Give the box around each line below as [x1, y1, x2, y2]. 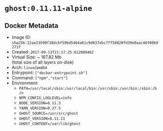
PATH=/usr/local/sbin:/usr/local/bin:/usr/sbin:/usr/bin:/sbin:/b [19, 86, 157, 91]
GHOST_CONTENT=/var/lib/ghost [19, 121, 81, 126]
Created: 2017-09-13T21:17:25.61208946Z [11, 49, 94, 55]
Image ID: [11, 35, 31, 40]
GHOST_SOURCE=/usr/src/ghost [19, 111, 79, 116]
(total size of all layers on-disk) [11, 59, 74, 65]
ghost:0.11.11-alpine [4, 4, 92, 13]
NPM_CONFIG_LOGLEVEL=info [19, 95, 72, 100]
